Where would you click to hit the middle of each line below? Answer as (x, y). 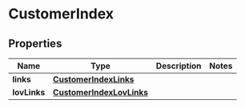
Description (179, 66)
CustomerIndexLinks (94, 79)
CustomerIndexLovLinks (101, 92)
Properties (35, 44)
